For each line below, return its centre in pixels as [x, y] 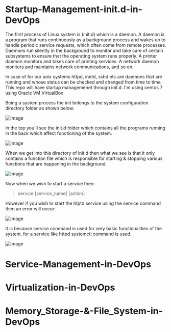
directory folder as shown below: [40, 108]
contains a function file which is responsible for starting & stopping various [84, 158]
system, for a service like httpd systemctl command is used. [68, 234]
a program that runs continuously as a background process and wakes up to [86, 40]
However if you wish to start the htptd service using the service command [83, 203]
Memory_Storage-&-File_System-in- [84, 311]
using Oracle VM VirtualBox [34, 93]
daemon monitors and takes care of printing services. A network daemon [82, 61]
